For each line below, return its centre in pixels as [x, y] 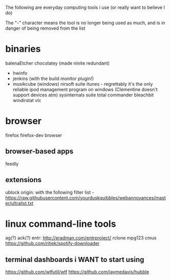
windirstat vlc [27, 100]
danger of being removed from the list [45, 28]
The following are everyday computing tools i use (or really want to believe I [85, 7]
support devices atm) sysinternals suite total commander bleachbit [83, 95]
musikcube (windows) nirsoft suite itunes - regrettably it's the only [83, 84]
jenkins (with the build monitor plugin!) [53, 78]
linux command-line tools [61, 224]
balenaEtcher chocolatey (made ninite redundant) [58, 63]
